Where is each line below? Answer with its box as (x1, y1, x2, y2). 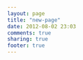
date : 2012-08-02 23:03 (7, 23, 77, 30)
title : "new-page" (7, 17, 61, 23)
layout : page (7, 10, 45, 17)
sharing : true (7, 36, 49, 43)
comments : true (7, 29, 52, 37)
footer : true (7, 42, 45, 49)
